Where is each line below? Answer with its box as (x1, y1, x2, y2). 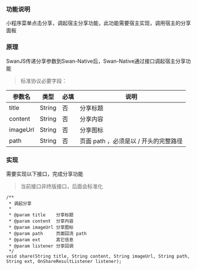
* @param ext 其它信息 (8, 237, 74, 242)
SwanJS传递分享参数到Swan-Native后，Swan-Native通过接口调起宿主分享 (6, 57, 186, 64)
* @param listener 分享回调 (8, 243, 74, 249)
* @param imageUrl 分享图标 (8, 224, 74, 230)
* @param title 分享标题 (8, 212, 74, 218)
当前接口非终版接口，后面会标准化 (20, 183, 103, 190)
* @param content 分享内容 (8, 218, 74, 224)
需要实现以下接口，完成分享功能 (6, 170, 83, 177)
